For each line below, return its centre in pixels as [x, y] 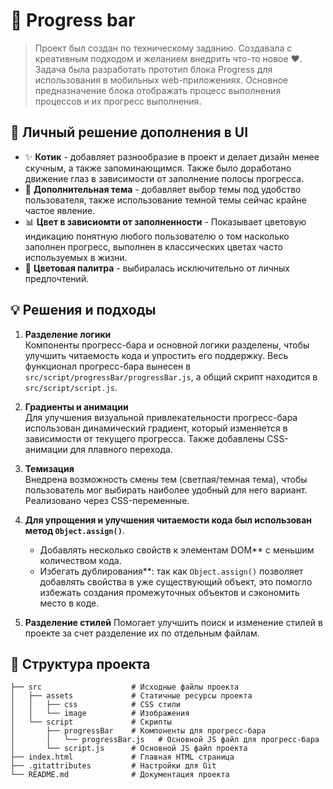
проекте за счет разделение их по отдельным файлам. [142, 633]
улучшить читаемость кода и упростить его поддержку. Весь [156, 355]
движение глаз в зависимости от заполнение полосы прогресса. [164, 178]
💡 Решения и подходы [83, 310]
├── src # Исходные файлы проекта [125, 687]
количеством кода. [80, 560]
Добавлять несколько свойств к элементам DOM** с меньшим [177, 550]
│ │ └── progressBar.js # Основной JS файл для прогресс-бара [165, 740]
